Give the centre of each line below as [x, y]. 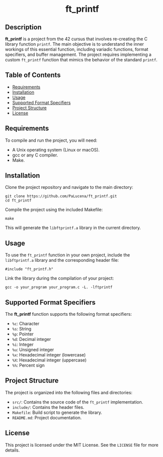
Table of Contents [33, 75]
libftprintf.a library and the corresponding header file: [62, 260]
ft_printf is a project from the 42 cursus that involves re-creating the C [76, 39]
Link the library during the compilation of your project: [59, 279]
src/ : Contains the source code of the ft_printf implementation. [78, 402]
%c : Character [26, 324]
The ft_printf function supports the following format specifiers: [69, 314]
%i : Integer [23, 345]
